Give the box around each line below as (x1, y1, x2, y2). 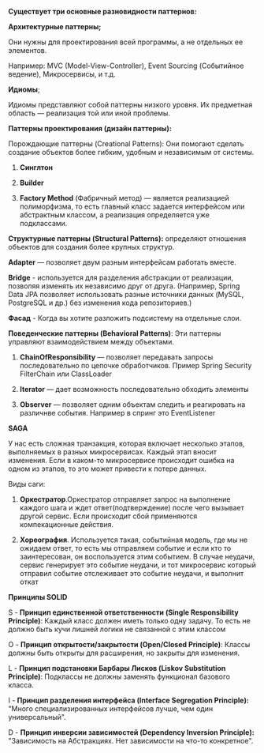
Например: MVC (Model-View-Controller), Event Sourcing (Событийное (8, 61, 244, 70)
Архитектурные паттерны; (8, 22, 102, 31)
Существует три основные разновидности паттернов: (8, 7, 197, 16)
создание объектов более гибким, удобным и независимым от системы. (8, 148, 255, 156)
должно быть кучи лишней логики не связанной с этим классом (8, 624, 226, 634)
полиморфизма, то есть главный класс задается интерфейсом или (19, 201, 245, 211)
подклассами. (19, 219, 68, 228)
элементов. (8, 46, 47, 55)
